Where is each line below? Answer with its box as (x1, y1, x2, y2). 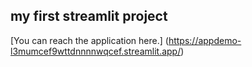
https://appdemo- (168, 34, 242, 46)
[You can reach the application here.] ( (10, 34, 169, 46)
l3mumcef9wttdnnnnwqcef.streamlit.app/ (10, 45, 182, 57)
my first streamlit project (10, 8, 168, 25)
